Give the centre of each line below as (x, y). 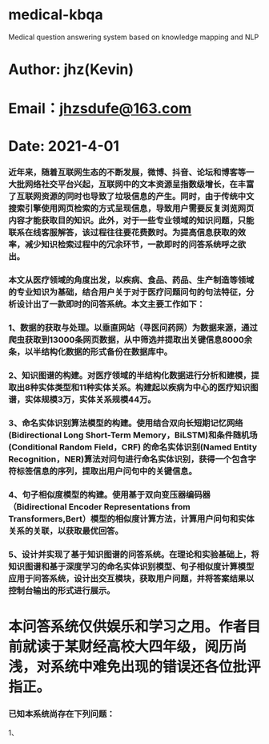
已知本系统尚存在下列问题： (62, 714)
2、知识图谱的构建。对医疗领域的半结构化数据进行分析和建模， (130, 376)
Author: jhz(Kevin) (71, 69)
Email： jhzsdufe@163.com (100, 109)
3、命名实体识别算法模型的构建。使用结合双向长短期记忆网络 (126, 423)
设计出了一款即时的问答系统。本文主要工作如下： (111, 304)
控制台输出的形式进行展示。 (62, 590)
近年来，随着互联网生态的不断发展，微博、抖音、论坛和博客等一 (131, 173)
